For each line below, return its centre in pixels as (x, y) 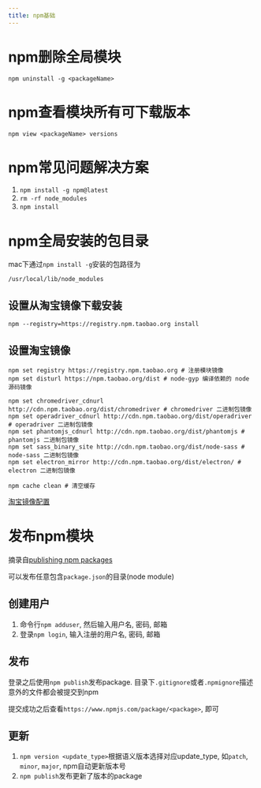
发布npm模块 (51, 537)
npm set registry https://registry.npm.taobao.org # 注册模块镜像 (116, 370)
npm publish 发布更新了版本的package (81, 776)
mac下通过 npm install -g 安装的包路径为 (75, 265)
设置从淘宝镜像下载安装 (65, 305)
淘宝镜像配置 (29, 501)
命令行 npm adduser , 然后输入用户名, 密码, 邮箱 (93, 624)
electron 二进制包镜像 (42, 471)
